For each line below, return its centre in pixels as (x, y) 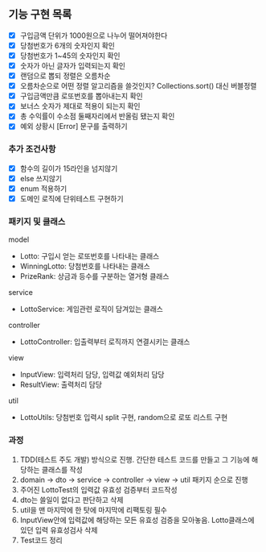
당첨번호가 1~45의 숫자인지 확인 (70, 56)
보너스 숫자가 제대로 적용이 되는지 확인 (80, 106)
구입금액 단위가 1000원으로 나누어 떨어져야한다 (94, 35)
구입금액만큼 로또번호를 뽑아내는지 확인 (81, 96)
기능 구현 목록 (40, 15)
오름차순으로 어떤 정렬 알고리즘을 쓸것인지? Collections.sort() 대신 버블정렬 (138, 86)
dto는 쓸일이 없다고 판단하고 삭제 (72, 500)
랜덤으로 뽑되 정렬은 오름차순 (65, 76)
